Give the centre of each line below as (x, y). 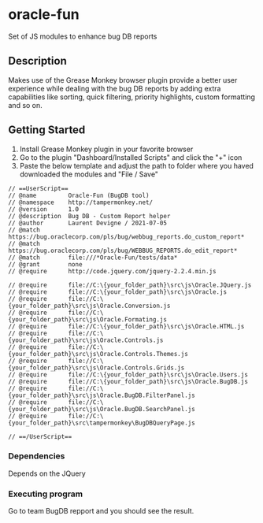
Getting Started (47, 130)
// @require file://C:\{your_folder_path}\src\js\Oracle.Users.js (128, 375)
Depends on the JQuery (47, 473)
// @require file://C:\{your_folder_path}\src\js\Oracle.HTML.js (126, 326)
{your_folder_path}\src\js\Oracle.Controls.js (86, 340)
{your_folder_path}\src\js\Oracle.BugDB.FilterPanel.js (102, 395)
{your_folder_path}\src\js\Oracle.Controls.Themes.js (98, 354)
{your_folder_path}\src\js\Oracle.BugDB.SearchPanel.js (102, 409)
